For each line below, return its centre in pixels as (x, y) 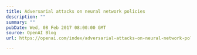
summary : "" (21, 22)
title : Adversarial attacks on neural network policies (76, 11)
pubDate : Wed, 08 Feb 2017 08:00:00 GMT (56, 27)
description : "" (26, 17)
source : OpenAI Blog (31, 33)
